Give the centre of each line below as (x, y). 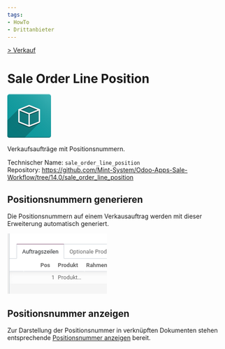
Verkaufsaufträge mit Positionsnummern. (66, 149)
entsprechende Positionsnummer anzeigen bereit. (79, 337)
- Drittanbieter (31, 29)
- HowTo (19, 22)
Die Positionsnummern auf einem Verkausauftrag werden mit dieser (105, 216)
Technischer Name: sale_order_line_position (74, 163)
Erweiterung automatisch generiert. (58, 224)
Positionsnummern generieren (75, 199)
